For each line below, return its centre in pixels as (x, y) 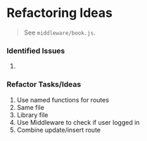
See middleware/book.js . (59, 32)
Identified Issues (36, 51)
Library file (32, 115)
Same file (31, 107)
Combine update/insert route (59, 130)
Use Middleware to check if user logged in (78, 122)
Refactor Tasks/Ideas (44, 85)
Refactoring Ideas (60, 13)
